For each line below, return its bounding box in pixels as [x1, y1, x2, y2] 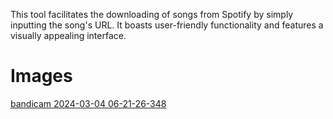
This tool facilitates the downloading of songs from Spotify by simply [10, 9, 294, 20]
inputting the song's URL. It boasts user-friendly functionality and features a [10, 19, 324, 31]
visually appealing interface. [10, 30, 127, 41]
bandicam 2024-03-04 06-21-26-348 [10, 97, 167, 109]
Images [10, 65, 73, 88]
